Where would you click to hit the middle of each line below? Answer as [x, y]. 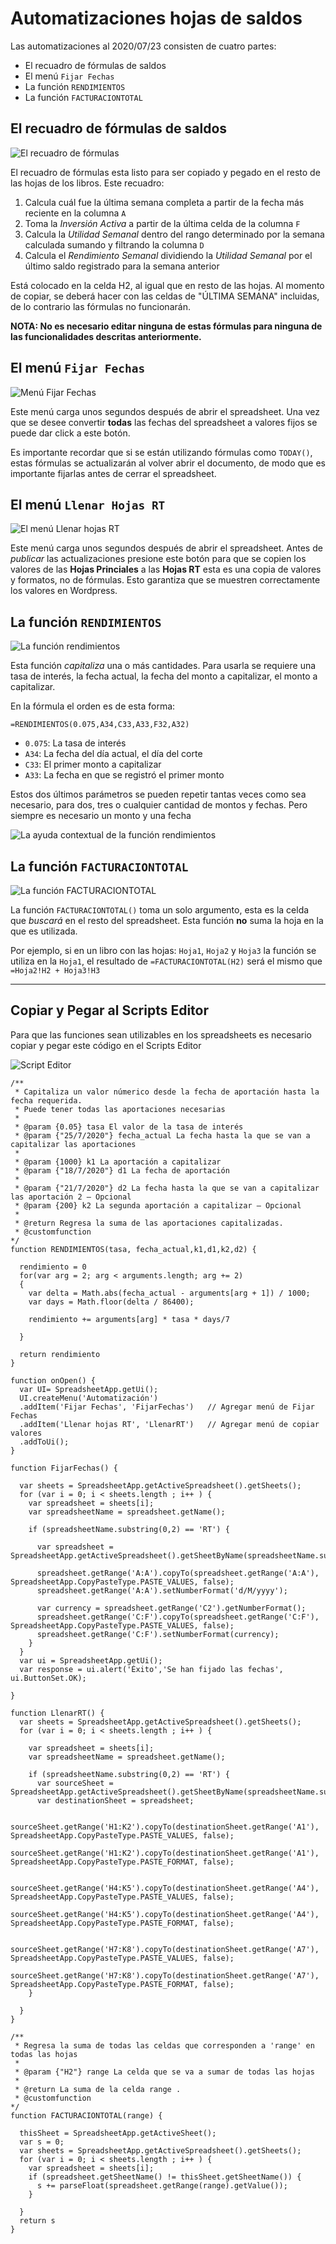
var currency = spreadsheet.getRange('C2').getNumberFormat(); [171, 1608]
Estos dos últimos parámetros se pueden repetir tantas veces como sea [158, 794]
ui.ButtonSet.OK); [48, 1678]
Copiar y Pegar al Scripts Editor [110, 1010]
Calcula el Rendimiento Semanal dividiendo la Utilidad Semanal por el [168, 255]
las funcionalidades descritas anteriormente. [106, 336]
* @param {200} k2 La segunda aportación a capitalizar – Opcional [158, 1205]
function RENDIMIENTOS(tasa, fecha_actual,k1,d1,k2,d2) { [133, 1249]
